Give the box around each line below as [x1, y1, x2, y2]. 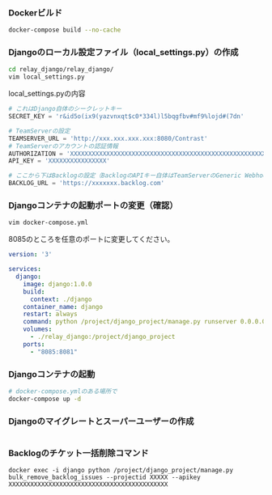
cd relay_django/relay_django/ [8, 66, 114, 74]
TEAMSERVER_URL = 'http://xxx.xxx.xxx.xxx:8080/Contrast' [8, 134, 208, 142]
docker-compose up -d [8, 395, 82, 403]
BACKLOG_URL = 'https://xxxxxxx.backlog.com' [8, 180, 164, 188]
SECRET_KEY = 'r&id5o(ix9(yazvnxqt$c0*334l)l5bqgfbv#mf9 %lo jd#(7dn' [8, 112, 244, 121]
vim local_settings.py [8, 73, 85, 82]
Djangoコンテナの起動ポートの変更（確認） [8, 200, 178, 211]
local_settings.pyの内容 [8, 89, 87, 99]
